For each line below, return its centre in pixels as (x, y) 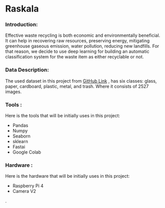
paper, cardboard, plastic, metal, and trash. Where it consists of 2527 (77, 86)
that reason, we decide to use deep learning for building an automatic (77, 51)
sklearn (20, 142)
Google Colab (27, 152)
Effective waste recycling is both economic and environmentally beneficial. (83, 35)
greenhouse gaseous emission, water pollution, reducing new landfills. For (82, 46)
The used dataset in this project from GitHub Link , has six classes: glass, (81, 81)
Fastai (19, 147)
